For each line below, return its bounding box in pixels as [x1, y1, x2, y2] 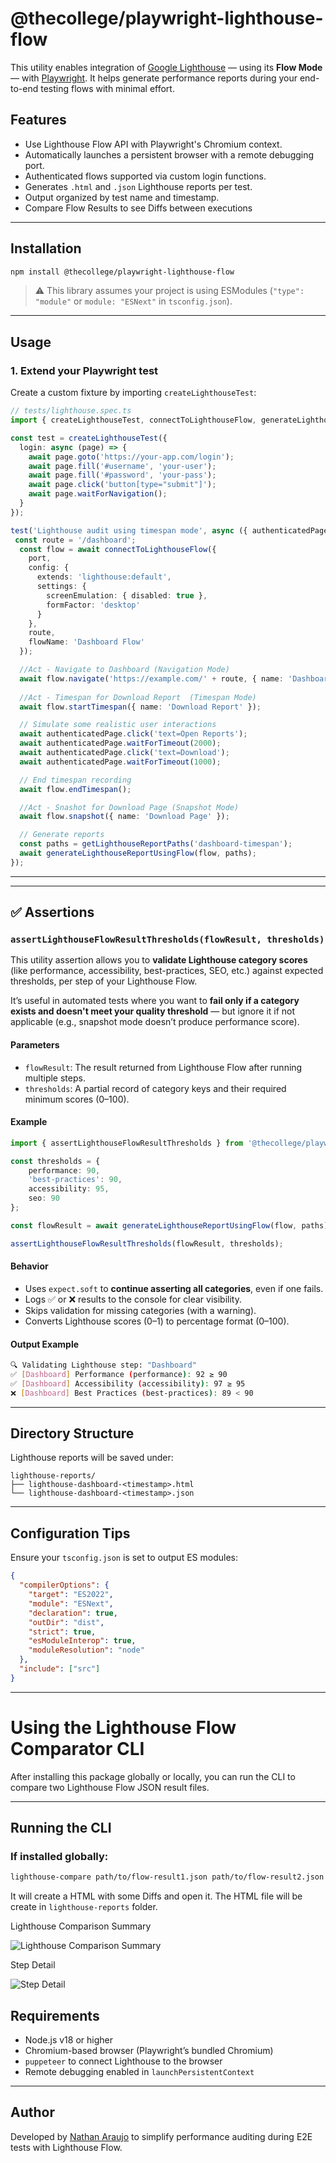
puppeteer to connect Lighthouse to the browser [24, 2055, 223, 2067]
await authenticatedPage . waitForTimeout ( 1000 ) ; [19, 757, 222, 767]
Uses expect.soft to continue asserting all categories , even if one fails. [24, 1282, 324, 1294]
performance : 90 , [28, 1165, 101, 1176]
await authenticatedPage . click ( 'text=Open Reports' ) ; [19, 729, 248, 739]
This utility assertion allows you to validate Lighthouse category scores [10, 954, 308, 966]
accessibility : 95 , [28, 1184, 110, 1194]
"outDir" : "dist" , [28, 1617, 105, 1627]
